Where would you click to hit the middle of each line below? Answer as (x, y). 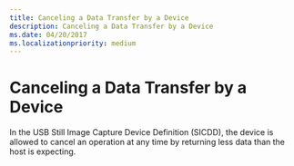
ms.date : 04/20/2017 (49, 34)
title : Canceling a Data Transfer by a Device (99, 18)
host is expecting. (43, 151)
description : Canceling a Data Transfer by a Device (112, 26)
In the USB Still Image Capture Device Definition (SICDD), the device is (142, 132)
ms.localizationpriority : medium (73, 43)
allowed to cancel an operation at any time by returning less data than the (147, 142)
